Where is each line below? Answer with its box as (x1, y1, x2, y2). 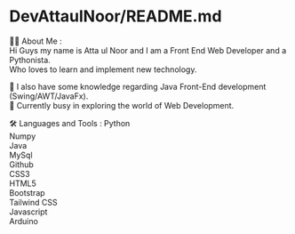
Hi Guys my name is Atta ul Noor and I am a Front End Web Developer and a (9, 44, 287, 55)
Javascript (9, 206, 48, 217)
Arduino (9, 215, 38, 226)
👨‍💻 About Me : (9, 36, 62, 46)
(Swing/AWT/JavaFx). (9, 91, 89, 101)
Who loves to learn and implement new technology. (9, 64, 197, 75)
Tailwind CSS (9, 197, 58, 207)
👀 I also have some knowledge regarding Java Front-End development (9, 81, 267, 92)
